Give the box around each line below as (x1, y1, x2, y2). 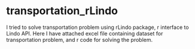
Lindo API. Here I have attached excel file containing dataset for (6, 30, 163, 37)
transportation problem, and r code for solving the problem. (6, 36, 153, 43)
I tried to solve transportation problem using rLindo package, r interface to (6, 24, 190, 31)
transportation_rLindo (6, 4, 118, 18)
